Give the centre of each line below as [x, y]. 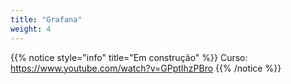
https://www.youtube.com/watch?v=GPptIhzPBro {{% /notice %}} [146, 68]
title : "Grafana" [46, 19]
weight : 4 [31, 29]
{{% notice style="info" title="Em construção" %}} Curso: [129, 57]
